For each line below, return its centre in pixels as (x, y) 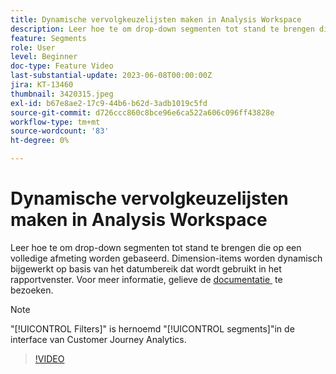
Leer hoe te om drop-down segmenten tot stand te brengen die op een (156, 247)
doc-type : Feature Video (62, 66)
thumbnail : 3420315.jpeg (62, 94)
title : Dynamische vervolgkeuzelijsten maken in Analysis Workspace (156, 19)
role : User (33, 47)
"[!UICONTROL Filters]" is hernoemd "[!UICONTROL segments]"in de (152, 328)
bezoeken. (32, 290)
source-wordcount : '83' (60, 131)
